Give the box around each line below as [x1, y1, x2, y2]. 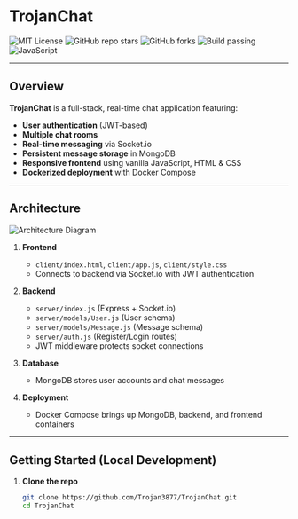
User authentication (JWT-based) [21, 120, 148, 130]
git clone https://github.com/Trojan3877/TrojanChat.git [21, 493, 238, 502]
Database [21, 358, 59, 368]
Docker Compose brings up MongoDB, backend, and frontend [35, 409, 263, 420]
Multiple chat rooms [21, 129, 98, 139]
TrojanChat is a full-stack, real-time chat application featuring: [9, 102, 239, 113]
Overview [9, 79, 65, 94]
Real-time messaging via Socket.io [21, 138, 153, 149]
